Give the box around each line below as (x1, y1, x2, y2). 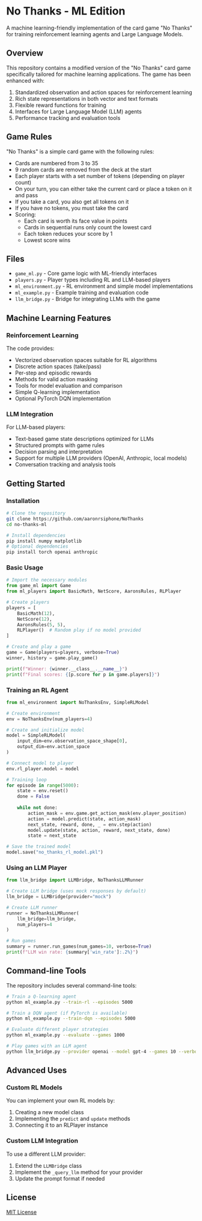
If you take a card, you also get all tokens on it (14, 198, 129, 205)
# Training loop (6, 776, 47, 782)
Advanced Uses (6, 1065, 67, 1076)
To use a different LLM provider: (6, 1150, 86, 1158)
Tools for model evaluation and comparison (14, 382, 123, 390)
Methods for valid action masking (14, 376, 98, 383)
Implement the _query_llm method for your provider (14, 1169, 143, 1176)
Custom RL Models (6, 1083, 63, 1092)
